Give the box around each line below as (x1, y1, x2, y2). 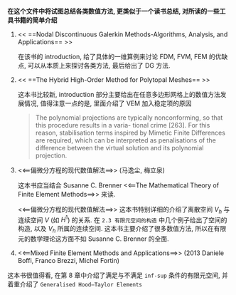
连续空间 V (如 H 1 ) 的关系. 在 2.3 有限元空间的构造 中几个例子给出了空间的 (17, 214, 227, 224)
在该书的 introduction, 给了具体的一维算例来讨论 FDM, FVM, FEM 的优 (17, 53, 222, 61)
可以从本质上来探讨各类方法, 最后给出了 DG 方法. (27, 61, 171, 70)
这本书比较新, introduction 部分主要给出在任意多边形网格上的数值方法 (17, 90, 220, 98)
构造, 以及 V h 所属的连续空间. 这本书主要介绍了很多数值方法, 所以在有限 (17, 224, 227, 234)
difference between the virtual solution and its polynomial (35, 144, 204, 152)
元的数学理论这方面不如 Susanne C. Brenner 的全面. (17, 234, 169, 243)
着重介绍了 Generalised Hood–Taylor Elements (7, 280, 143, 289)
